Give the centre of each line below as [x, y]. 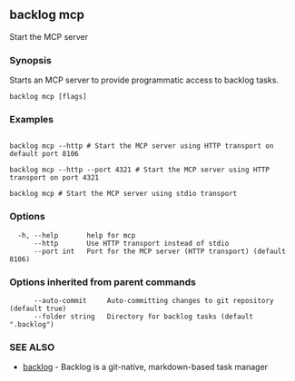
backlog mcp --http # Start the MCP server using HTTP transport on [142, 146]
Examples [32, 120]
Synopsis [30, 60]
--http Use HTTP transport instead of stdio [131, 243]
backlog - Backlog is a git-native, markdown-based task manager [145, 367]
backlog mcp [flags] [49, 97]
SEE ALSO [32, 347]
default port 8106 [44, 154]
